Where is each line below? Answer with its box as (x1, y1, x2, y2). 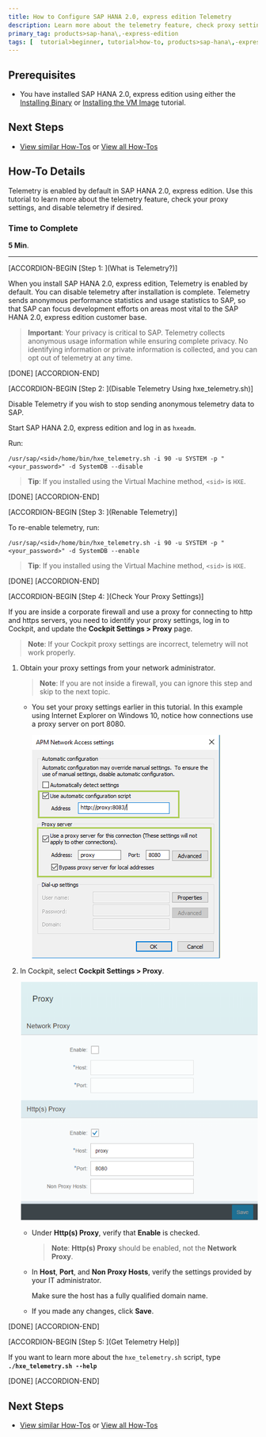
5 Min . (8, 240, 29, 250)
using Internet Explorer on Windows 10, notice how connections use (31, 710, 253, 720)
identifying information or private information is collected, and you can (27, 344, 257, 354)
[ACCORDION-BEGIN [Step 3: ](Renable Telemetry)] (8, 507, 178, 517)
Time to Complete (8, 222, 78, 233)
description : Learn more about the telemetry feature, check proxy (8, 21, 236, 29)
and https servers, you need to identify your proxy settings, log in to (8, 615, 230, 624)
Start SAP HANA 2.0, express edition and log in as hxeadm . (8, 423, 196, 432)
